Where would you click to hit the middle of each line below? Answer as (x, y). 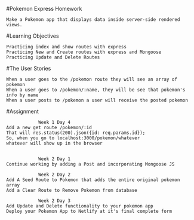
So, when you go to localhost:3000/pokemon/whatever (73, 138)
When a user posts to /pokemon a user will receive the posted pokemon (97, 100)
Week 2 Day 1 (54, 159)
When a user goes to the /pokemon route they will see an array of (92, 80)
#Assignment (22, 111)
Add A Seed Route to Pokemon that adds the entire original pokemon (93, 180)
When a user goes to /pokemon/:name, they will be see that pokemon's (96, 90)
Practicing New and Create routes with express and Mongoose (84, 52)
